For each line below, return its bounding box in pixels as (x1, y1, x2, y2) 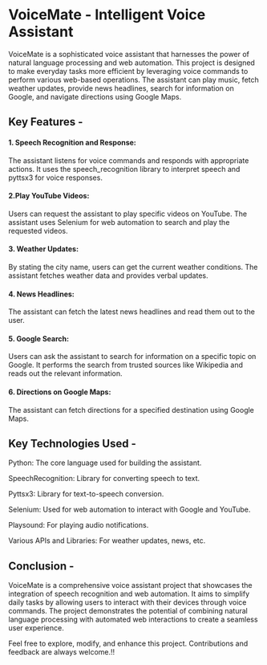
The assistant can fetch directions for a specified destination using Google (8, 405, 255, 414)
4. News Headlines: (8, 289, 75, 299)
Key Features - (8, 115, 83, 129)
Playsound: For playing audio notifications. (8, 520, 149, 530)
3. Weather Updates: (8, 244, 79, 254)
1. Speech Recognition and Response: (8, 137, 136, 147)
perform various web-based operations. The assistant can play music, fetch (8, 75, 259, 84)
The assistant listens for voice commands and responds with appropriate (8, 155, 249, 165)
